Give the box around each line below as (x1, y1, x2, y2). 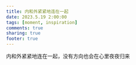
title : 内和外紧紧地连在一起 (6, 8, 69, 15)
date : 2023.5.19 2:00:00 (6, 14, 67, 20)
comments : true (6, 25, 44, 31)
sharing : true (6, 30, 41, 36)
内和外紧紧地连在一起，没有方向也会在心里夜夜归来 (6, 53, 130, 59)
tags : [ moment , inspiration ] (6, 19, 78, 25)
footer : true (6, 36, 38, 42)
